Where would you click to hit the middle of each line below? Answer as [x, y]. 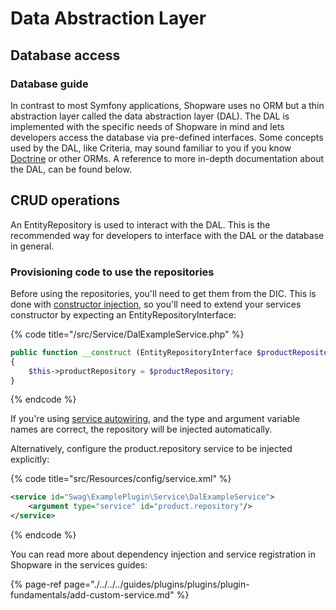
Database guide [49, 84]
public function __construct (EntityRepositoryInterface [131, 352]
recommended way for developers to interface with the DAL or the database [167, 235]
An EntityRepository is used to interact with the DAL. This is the [140, 224]
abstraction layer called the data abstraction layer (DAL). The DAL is [150, 116]
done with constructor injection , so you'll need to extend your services [156, 304]
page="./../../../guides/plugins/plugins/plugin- [156, 584]
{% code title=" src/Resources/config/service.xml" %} [121, 479]
